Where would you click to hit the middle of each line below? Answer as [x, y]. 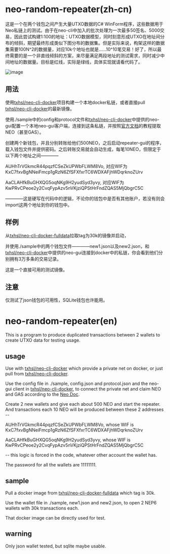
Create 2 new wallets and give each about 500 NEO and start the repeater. [83, 404]
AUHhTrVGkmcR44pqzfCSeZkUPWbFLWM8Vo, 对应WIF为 [66, 166]
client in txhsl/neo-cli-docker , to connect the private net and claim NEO [87, 389]
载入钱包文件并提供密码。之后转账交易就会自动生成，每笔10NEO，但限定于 [83, 149]
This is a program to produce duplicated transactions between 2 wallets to [83, 335]
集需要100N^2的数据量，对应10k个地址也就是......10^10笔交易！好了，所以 [81, 49]
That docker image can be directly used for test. [55, 518]
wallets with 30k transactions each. [42, 508]
